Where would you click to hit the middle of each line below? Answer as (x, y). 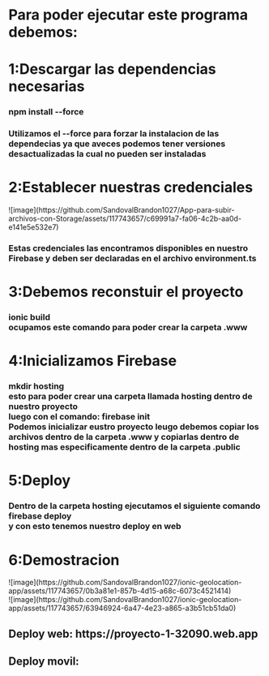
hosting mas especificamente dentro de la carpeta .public (124, 447)
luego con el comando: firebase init (79, 417)
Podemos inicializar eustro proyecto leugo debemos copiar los (134, 427)
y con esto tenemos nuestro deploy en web (95, 527)
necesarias (47, 86)
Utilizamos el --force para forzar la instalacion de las (114, 134)
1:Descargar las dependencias (112, 69)
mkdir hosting (36, 386)
